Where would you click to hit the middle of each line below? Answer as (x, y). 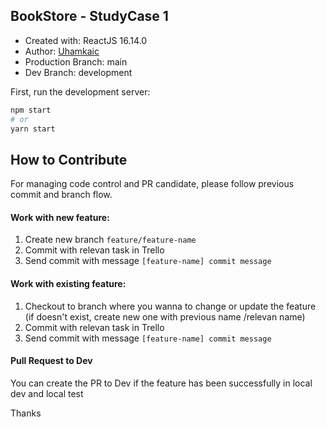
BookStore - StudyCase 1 (89, 16)
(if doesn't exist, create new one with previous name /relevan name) (165, 316)
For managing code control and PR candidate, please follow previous (152, 184)
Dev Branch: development (78, 72)
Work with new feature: (60, 217)
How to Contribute (69, 159)
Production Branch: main (76, 61)
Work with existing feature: (68, 284)
